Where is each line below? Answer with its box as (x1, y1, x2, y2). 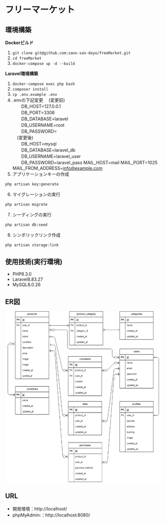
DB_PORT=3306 (21, 110, 55, 115)
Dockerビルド (5, 40, 34, 45)
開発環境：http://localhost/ (12, 506, 67, 512)
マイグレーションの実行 (12, 191, 61, 197)
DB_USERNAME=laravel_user (21, 153, 81, 159)
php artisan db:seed (5, 222, 48, 227)
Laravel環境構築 (5, 70, 38, 76)
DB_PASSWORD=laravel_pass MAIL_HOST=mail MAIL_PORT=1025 (21, 160, 158, 165)
